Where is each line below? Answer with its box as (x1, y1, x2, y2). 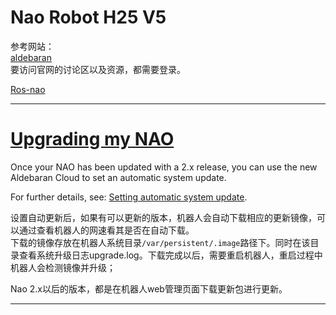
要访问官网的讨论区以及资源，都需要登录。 (10, 63, 186, 75)
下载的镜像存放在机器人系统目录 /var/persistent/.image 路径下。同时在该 (10, 236, 311, 248)
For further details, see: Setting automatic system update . (10, 191, 248, 203)
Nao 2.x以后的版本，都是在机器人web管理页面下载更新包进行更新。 (10, 282, 288, 295)
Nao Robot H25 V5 (10, 6, 167, 29)
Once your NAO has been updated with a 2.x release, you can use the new (10, 161, 318, 173)
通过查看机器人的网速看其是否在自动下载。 (18, 224, 195, 236)
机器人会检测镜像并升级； (10, 261, 116, 273)
